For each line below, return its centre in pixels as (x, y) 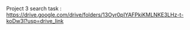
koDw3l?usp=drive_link (35, 21)
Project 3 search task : (34, 9)
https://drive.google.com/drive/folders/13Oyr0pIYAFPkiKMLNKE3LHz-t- (95, 15)
